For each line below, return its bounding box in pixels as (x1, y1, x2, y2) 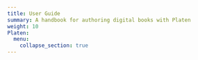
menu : (13, 36, 30, 43)
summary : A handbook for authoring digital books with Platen (7, 17, 191, 23)
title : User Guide (7, 10, 60, 17)
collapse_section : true (19, 42, 89, 49)
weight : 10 (7, 23, 39, 30)
